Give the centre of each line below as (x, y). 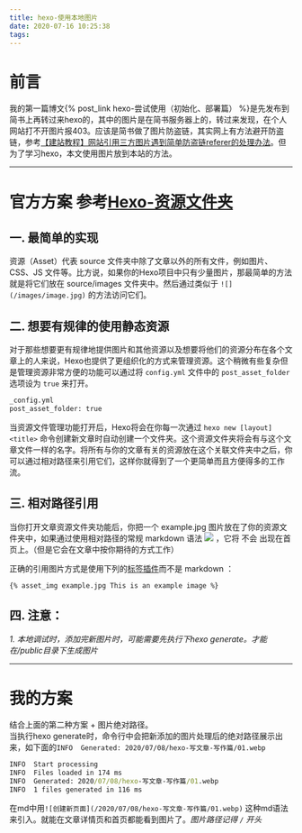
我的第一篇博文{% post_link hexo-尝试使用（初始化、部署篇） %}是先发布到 (150, 108)
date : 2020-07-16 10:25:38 (60, 26)
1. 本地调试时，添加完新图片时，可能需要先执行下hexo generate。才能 (138, 639)
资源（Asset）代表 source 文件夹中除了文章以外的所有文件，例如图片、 (141, 261)
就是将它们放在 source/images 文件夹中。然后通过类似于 (114, 284)
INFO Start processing (54, 764)
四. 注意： (36, 615)
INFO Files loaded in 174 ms (66, 773)
